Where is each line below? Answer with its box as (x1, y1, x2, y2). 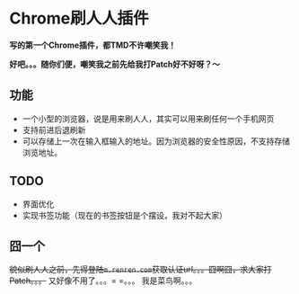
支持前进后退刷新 (22, 124, 86, 135)
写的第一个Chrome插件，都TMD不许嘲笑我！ (9, 40, 177, 50)
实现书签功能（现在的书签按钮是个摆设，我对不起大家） (22, 209, 227, 220)
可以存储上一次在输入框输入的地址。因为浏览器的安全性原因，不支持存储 (22, 136, 290, 147)
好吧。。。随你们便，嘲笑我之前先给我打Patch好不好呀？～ (9, 58, 220, 69)
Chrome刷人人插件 (9, 8, 150, 29)
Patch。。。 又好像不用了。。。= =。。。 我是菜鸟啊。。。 (9, 275, 198, 286)
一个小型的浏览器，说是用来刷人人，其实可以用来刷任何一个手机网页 (22, 113, 275, 124)
